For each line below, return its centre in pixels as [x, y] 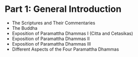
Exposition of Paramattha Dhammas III [51, 44]
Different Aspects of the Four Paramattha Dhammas [65, 49]
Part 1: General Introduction [63, 9]
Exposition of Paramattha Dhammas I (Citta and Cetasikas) [73, 33]
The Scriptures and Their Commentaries [54, 23]
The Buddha [25, 28]
